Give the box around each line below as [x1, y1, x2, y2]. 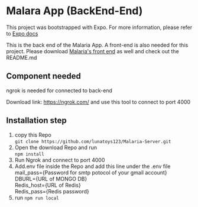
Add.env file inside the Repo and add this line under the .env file [14, 163, 171, 170]
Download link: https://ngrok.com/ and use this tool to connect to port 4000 [6, 98, 191, 105]
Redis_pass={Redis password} [14, 187, 90, 195]
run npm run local [14, 194, 59, 201]
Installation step [6, 115, 67, 125]
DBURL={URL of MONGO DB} [14, 175, 87, 182]
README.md [6, 54, 37, 61]
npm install [14, 151, 44, 157]
